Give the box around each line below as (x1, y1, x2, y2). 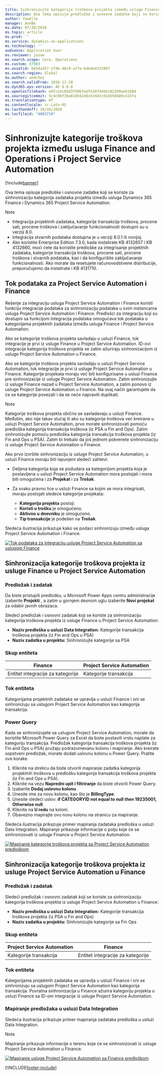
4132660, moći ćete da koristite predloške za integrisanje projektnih (12, 245, 149, 250)
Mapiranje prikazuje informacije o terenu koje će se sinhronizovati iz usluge (5, 1040, 157, 1046)
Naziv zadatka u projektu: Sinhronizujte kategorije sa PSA (12, 638, 130, 643)
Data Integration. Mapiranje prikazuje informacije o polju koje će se (5, 827, 140, 832)
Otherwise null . (12, 802, 44, 807)
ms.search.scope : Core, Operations (5, 57, 78, 62)
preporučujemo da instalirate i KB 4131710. (12, 265, 98, 271)
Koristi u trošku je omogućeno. (19, 505, 83, 511)
